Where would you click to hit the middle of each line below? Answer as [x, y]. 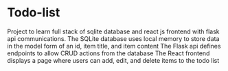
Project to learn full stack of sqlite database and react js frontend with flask [113, 31]
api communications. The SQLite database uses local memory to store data [113, 38]
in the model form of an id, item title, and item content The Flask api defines [114, 46]
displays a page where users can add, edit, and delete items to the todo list [113, 60]
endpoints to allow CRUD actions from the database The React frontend [109, 53]
